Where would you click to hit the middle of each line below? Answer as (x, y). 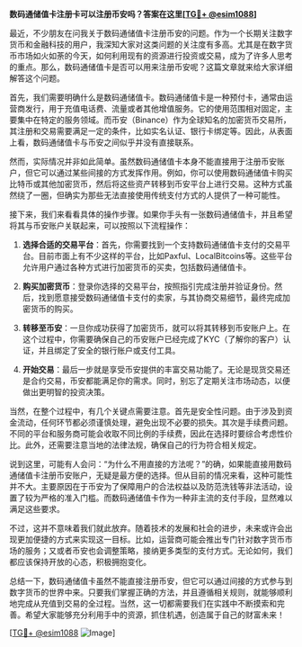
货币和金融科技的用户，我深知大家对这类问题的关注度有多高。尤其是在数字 (147, 45)
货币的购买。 (54, 309)
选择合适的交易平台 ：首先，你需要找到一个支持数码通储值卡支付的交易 (152, 245)
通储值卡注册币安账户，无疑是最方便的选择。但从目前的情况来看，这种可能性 (151, 475)
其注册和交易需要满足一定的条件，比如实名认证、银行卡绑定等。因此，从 (143, 131)
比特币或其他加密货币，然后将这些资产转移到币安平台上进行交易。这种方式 (147, 184)
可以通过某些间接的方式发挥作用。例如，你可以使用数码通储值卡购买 (166, 173)
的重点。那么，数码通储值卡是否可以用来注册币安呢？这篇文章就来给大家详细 (151, 67)
